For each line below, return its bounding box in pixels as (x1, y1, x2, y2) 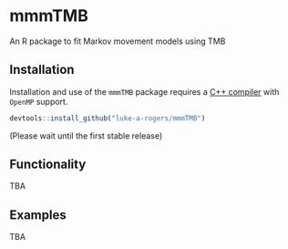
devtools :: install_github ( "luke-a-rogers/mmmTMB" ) (9, 113, 206, 123)
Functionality (9, 157, 87, 172)
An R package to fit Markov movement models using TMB (9, 36, 226, 47)
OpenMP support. (9, 96, 68, 107)
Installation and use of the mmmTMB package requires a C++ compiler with (9, 86, 280, 97)
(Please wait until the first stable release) (9, 130, 163, 141)
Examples (9, 207, 67, 223)
